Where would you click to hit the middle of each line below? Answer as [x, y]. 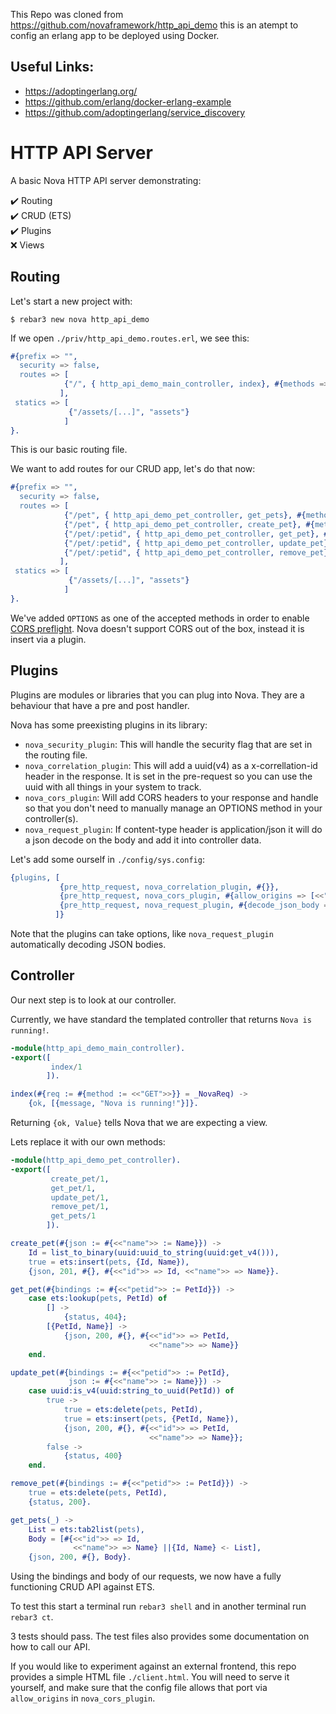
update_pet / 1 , [80, 1197]
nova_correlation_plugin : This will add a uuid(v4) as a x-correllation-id [171, 765]
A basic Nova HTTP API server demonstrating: [106, 180]
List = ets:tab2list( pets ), [86, 1529]
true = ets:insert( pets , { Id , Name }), [109, 1262]
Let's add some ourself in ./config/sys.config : [107, 859]
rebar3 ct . [32, 1617]
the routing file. [56, 755]
